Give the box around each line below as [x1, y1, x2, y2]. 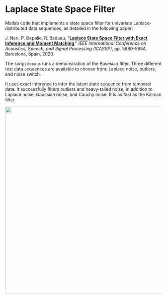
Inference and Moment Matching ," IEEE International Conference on [5, 40, 147, 46]
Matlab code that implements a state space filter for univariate [5, 20, 133, 26]
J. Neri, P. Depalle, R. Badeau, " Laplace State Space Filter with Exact [5, 35, 148, 41]
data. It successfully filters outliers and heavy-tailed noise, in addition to [5, 86, 153, 92]
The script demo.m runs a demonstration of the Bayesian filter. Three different [5, 60, 162, 66]
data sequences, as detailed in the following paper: [28, 25, 133, 31]
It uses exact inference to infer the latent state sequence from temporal [5, 81, 151, 87]
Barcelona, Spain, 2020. [5, 51, 55, 57]
